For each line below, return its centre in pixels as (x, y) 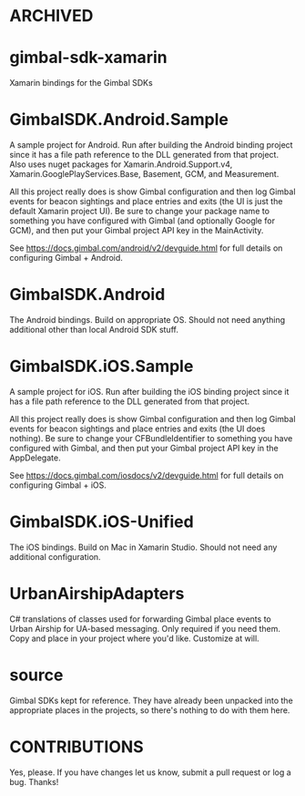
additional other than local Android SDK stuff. (94, 330)
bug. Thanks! (34, 781)
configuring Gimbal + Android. (66, 258)
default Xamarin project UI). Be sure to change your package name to (140, 212)
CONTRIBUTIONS (76, 746)
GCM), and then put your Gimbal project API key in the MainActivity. (137, 231)
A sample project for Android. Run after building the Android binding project (151, 145)
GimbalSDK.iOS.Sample (102, 367)
